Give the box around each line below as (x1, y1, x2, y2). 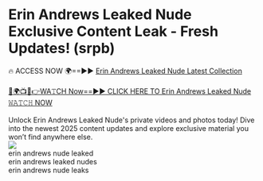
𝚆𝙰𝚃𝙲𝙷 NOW (8, 98, 53, 107)
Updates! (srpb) (8, 40, 116, 57)
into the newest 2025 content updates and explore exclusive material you (8, 123, 249, 133)
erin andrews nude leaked (8, 148, 94, 158)
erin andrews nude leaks (8, 165, 89, 175)
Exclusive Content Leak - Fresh (8, 22, 219, 40)
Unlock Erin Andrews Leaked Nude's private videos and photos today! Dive (8, 115, 255, 125)
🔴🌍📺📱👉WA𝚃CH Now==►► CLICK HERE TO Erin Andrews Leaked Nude (8, 86, 252, 96)
